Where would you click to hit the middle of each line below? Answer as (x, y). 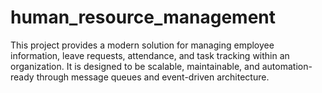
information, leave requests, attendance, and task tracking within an (150, 55)
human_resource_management (143, 17)
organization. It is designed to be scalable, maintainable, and (135, 66)
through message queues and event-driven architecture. (153, 77)
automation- (287, 66)
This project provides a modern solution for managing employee (142, 45)
